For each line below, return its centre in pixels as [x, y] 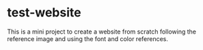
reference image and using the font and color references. [88, 38]
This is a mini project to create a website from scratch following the [102, 32]
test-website [44, 13]
